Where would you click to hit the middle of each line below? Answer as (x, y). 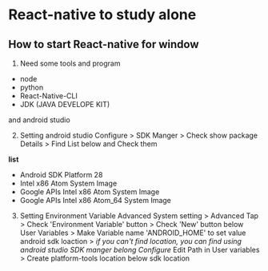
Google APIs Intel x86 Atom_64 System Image (96, 200)
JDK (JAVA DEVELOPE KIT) (65, 104)
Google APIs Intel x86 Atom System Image (90, 192)
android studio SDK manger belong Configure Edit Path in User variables (140, 250)
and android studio (39, 120)
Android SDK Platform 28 (61, 175)
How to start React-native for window (104, 44)
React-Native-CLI (48, 96)
